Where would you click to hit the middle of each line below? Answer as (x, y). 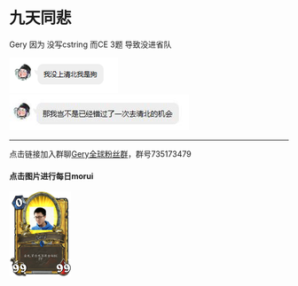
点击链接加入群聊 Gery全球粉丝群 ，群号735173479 (101, 154)
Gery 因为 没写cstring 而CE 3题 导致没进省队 (90, 44)
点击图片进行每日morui (51, 176)
